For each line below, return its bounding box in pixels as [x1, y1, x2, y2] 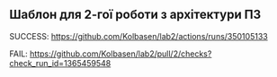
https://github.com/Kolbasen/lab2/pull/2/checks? [30, 48, 212, 59]
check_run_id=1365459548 [9, 57, 112, 68]
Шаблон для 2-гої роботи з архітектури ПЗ [9, 7, 262, 22]
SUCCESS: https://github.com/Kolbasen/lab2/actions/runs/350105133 [9, 30, 268, 41]
